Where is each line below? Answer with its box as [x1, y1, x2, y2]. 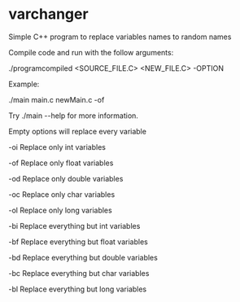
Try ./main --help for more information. [8, 111, 138, 120]
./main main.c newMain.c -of [8, 94, 105, 104]
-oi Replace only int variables [8, 142, 106, 151]
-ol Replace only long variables [8, 205, 112, 215]
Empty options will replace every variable [8, 126, 146, 136]
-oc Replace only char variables [8, 189, 116, 199]
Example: [8, 79, 40, 89]
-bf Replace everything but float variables [8, 237, 148, 247]
